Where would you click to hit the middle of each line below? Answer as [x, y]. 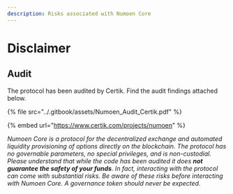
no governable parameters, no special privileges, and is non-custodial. [109, 154]
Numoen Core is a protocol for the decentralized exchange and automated [115, 139]
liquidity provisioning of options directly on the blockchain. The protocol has [117, 146]
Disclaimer [39, 48]
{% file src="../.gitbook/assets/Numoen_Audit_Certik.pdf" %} [95, 112]
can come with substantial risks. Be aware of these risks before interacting [115, 176]
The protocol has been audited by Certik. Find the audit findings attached [113, 91]
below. [17, 98]
